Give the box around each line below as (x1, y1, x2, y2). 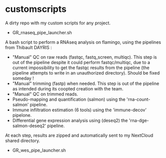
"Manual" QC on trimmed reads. (12, 91, 79, 97)
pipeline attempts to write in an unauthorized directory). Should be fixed (12, 70, 160, 76)
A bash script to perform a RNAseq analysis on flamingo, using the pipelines (5, 39, 162, 45)
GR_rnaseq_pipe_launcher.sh (12, 29, 72, 35)
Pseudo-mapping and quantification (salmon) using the (12, 96, 126, 102)
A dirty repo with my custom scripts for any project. (5, 20, 111, 26)
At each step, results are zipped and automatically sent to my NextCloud (5, 132, 154, 138)
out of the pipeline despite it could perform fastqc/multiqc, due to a (12, 59, 151, 65)
